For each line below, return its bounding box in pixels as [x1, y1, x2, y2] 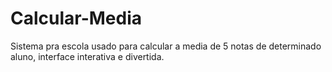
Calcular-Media [10, 7, 143, 30]
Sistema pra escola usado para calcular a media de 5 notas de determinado [10, 40, 322, 52]
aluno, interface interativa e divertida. [10, 50, 165, 62]
